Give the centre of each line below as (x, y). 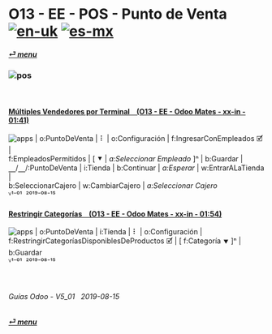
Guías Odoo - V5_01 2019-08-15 (64, 297)
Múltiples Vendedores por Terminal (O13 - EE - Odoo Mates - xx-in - (127, 111)
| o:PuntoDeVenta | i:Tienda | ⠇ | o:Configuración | (119, 232)
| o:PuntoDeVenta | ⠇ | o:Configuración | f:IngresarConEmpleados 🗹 (149, 139)
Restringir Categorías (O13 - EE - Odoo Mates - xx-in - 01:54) (115, 214)
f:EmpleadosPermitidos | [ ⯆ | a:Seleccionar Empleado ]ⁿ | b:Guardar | (126, 159)
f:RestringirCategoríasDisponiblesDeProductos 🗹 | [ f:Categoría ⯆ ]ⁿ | (125, 241)
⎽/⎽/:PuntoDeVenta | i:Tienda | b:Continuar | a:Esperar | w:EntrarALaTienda (136, 168)
